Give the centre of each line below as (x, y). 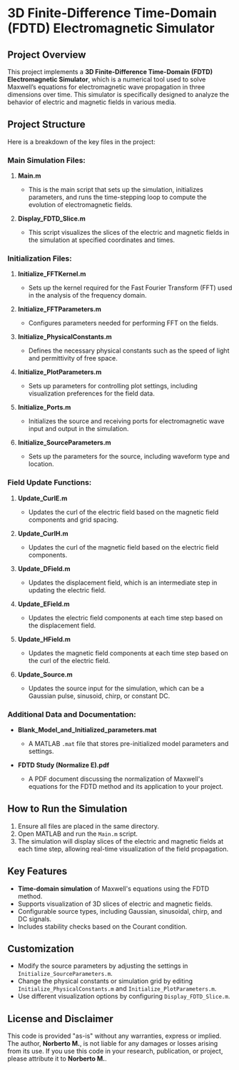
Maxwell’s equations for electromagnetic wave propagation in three (106, 87)
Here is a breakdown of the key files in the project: (81, 141)
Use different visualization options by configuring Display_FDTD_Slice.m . (124, 996)
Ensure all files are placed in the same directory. (88, 826)
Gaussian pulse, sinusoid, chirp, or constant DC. (99, 696)
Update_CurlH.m (43, 533)
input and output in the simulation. (78, 429)
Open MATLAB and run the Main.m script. (77, 834)
